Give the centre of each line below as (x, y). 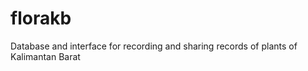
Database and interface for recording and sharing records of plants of (154, 46)
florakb (41, 18)
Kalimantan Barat (45, 56)
